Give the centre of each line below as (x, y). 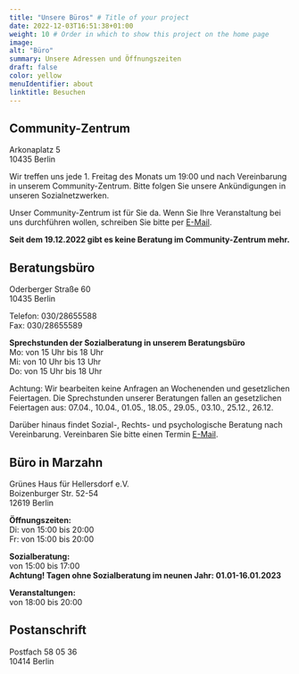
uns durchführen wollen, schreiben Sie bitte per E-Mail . (111, 222)
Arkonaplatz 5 (35, 150)
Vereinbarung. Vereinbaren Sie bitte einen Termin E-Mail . (114, 435)
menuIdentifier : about (51, 84)
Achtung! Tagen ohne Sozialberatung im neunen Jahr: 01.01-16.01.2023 (145, 575)
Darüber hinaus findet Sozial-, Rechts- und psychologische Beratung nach (146, 425)
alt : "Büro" (31, 51)
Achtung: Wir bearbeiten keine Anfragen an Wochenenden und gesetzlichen (149, 388)
